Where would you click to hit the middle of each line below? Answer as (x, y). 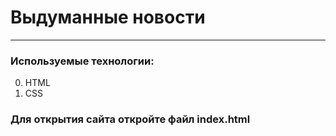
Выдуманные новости (108, 17)
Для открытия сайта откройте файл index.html (130, 119)
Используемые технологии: (82, 61)
